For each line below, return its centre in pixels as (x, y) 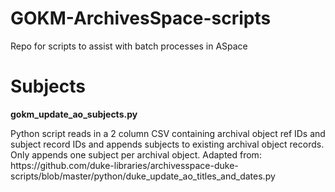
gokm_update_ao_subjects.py (74, 114)
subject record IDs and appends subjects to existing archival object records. (167, 144)
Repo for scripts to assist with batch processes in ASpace (129, 46)
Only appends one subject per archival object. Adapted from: (136, 154)
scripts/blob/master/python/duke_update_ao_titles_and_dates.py (143, 176)
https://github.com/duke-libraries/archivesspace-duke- (124, 165)
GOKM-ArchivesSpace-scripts (141, 18)
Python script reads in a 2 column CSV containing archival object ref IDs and (168, 133)
